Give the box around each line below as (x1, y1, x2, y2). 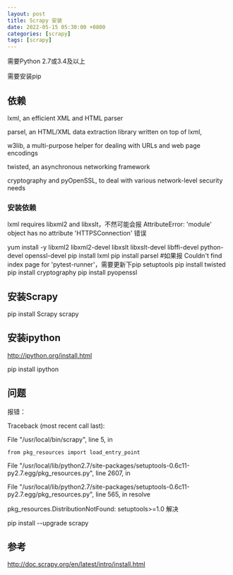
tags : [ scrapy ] (7, 37, 52, 44)
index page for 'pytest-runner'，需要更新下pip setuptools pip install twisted (7, 260, 226, 269)
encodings (7, 149, 39, 157)
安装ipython (7, 332, 61, 344)
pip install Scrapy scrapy (7, 310, 79, 318)
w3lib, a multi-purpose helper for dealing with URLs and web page (7, 141, 201, 149)
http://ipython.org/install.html (7, 351, 92, 359)
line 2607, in (95, 468, 131, 477)
